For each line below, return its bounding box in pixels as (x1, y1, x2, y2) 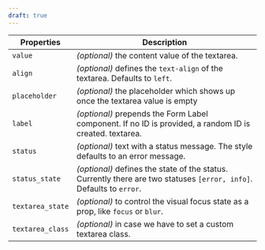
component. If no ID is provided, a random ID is (76, 118, 251, 129)
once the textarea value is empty (76, 95, 198, 106)
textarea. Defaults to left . (76, 73, 172, 84)
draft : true (8, 11, 47, 20)
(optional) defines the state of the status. (76, 163, 229, 174)
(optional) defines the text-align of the (76, 62, 223, 73)
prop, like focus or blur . (76, 206, 164, 217)
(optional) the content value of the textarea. (76, 50, 238, 61)
